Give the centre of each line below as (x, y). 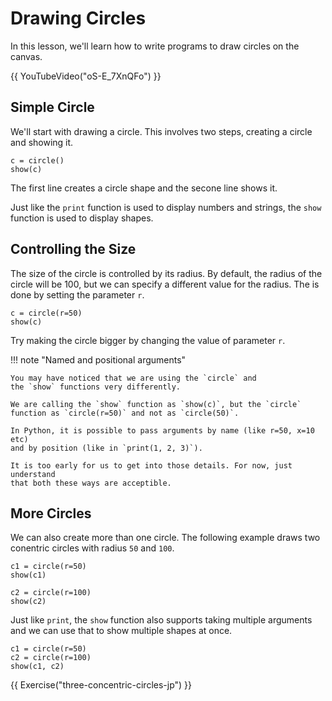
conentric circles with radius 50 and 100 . (92, 548)
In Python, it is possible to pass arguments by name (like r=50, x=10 (162, 430)
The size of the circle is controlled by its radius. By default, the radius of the (166, 273)
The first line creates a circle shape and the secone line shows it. (144, 188)
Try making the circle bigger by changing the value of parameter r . (148, 340)
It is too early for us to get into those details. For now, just (151, 465)
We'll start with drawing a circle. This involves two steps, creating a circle (161, 131)
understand (33, 474)
